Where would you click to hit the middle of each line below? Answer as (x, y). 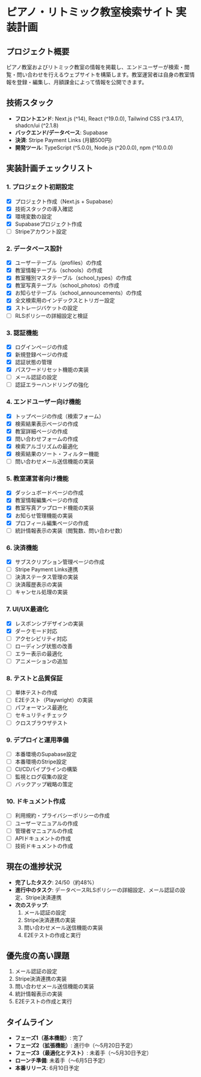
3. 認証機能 (22, 333)
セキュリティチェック (41, 715)
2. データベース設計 (34, 249)
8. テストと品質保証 (34, 678)
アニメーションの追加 (41, 661)
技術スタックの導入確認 (44, 209)
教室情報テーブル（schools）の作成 (59, 270)
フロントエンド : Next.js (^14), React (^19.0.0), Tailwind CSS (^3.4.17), (99, 119)
